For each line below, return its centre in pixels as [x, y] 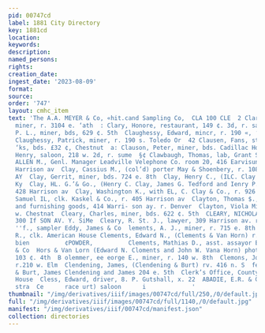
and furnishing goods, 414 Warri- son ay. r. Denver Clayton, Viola [132, 206]
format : [21, 89]
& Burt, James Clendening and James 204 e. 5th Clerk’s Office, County [137, 272]
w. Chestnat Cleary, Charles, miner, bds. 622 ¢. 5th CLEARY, [123, 214]
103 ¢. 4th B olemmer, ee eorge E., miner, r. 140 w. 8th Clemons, [132, 257]
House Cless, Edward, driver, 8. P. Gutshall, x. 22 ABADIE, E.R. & [134, 280]
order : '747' [30, 103]
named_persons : [33, 60]
